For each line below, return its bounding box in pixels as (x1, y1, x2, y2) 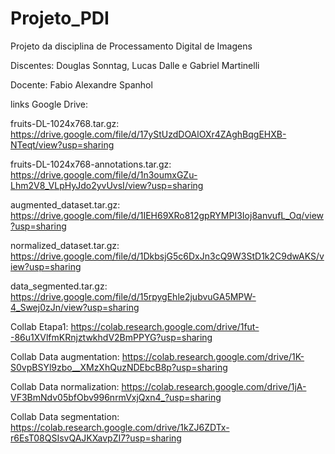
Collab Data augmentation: (10, 350, 120, 362)
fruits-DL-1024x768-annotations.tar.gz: (10, 158, 172, 170)
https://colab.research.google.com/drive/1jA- (121, 380, 307, 392)
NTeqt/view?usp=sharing (10, 138, 115, 151)
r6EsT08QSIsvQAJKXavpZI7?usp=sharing (10, 432, 182, 444)
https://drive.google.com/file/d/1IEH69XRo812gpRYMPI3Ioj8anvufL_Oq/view (10, 209, 325, 221)
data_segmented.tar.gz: (10, 280, 108, 292)
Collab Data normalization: (10, 380, 120, 392)
